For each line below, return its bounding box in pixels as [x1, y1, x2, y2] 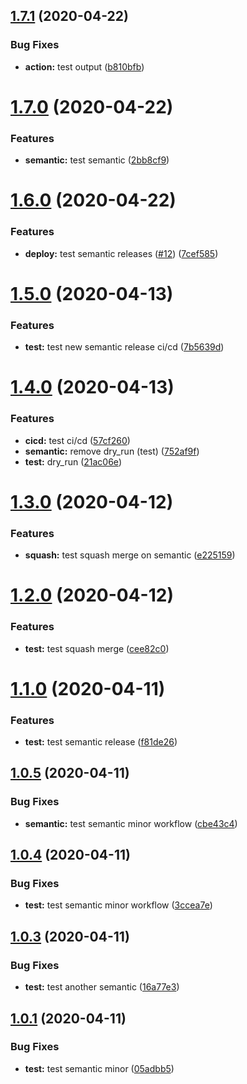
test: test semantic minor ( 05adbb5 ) [24, 1062, 175, 1074]
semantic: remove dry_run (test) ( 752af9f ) [24, 445, 200, 457]
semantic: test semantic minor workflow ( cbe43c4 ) [24, 817, 238, 829]
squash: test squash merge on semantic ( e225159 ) [24, 549, 236, 561]
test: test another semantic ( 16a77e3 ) [24, 981, 180, 993]
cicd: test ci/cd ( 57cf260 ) [24, 434, 131, 446]
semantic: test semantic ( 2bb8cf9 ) [24, 154, 170, 166]
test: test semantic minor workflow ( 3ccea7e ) [24, 899, 213, 911]
